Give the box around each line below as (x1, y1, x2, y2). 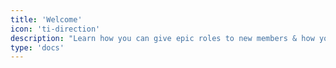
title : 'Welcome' (10, 14, 83, 25)
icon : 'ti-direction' (10, 24, 101, 34)
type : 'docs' (10, 42, 65, 53)
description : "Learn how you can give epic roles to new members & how (10, 33, 315, 43)
